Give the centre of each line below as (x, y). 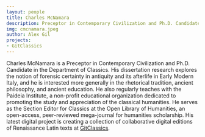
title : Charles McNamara (38, 18)
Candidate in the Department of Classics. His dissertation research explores (102, 69)
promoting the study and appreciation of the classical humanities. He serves (102, 102)
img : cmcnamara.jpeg (33, 29)
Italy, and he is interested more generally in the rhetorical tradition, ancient (100, 82)
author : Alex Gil (28, 35)
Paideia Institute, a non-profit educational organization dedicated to (91, 96)
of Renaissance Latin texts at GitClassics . (58, 128)
